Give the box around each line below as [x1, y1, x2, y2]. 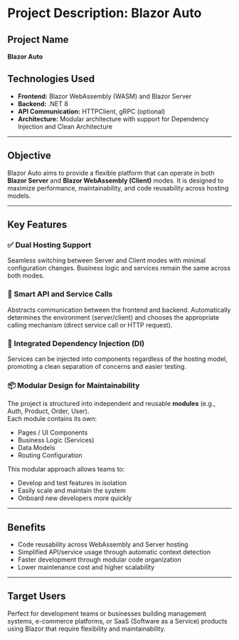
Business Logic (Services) [17, 436, 95, 445]
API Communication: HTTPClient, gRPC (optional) [17, 107, 166, 116]
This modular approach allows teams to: [7, 465, 125, 474]
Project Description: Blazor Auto [7, 5, 202, 21]
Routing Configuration [17, 451, 83, 459]
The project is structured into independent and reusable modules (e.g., [7, 400, 216, 408]
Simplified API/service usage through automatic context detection [17, 548, 211, 557]
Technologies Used [7, 73, 95, 85]
